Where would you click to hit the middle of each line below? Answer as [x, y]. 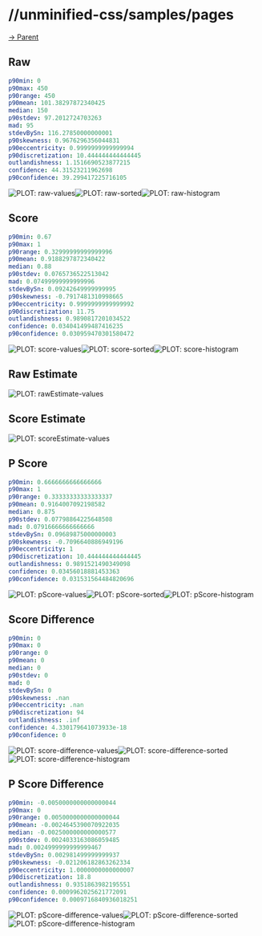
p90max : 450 [28, 88]
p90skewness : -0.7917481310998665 [66, 296]
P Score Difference [56, 784]
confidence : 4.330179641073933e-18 [68, 728]
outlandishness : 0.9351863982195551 [69, 885]
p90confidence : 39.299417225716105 [68, 178]
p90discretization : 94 [46, 713]
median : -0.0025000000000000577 [62, 832]
